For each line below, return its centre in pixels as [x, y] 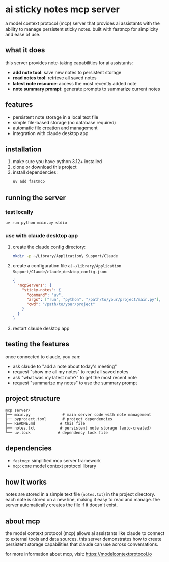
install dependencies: [35, 172]
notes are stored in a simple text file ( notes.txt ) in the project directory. [80, 494]
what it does [25, 50]
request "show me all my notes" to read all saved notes [71, 372]
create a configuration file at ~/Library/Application [67, 265]
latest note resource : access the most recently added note [75, 83]
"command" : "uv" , [45, 295]
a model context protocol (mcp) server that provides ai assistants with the [83, 23]
